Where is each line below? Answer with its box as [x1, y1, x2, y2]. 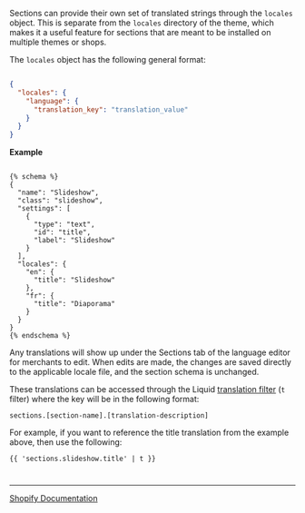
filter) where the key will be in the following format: [9, 394, 200, 405]
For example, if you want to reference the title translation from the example [9, 427, 290, 439]
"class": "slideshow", [17, 196, 103, 205]
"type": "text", [33, 220, 95, 230]
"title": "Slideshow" [33, 276, 116, 285]
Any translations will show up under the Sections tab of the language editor [9, 347, 290, 358]
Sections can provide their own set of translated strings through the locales [9, 8, 293, 18]
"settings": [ [17, 204, 71, 213]
